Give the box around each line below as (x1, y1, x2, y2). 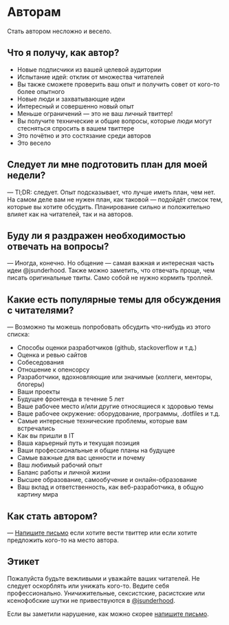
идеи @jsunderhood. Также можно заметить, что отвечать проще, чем (7, 267, 215, 275)
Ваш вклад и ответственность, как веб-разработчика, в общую (17, 483, 204, 491)
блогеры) (17, 381, 45, 389)
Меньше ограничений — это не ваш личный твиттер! (17, 109, 173, 117)
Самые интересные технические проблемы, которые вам (17, 417, 188, 425)
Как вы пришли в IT (17, 432, 75, 440)
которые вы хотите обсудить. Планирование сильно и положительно (7, 202, 211, 211)
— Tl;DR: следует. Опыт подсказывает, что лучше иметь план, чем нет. (7, 188, 215, 196)
